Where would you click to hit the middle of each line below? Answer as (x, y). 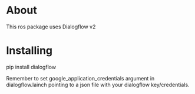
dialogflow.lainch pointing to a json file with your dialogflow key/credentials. (98, 85)
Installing (29, 51)
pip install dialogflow (31, 67)
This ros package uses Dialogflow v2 (51, 27)
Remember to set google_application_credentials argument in (80, 78)
